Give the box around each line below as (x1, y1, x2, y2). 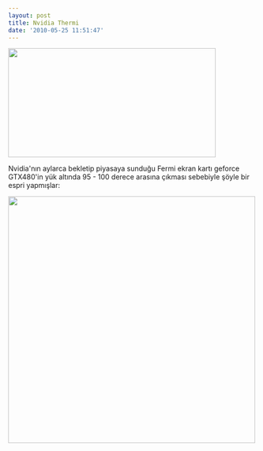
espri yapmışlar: (8, 181, 61, 190)
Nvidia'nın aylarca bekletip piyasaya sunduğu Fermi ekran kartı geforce (8, 163, 240, 174)
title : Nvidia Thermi (8, 19, 80, 27)
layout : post (8, 11, 51, 20)
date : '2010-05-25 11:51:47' (8, 26, 104, 34)
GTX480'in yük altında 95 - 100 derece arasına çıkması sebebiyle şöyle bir (8, 172, 250, 182)
